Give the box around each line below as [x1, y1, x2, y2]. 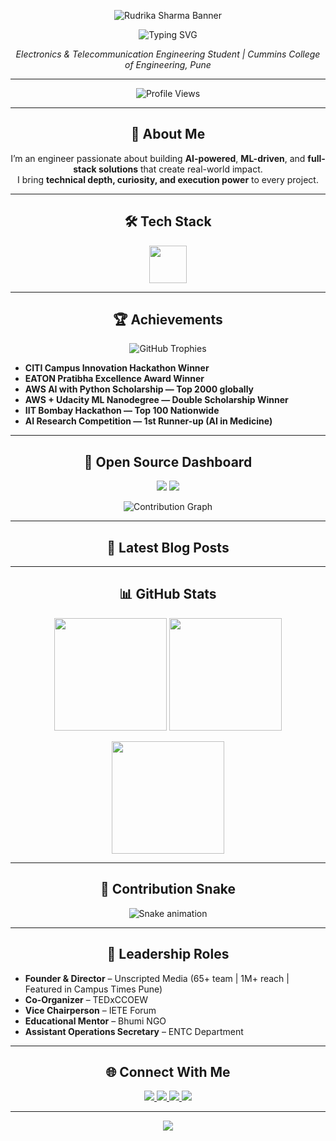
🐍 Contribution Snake [99, 881, 237, 898]
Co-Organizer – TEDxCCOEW [24, 993, 149, 1005]
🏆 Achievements [113, 311, 223, 329]
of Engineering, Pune [124, 59, 212, 70]
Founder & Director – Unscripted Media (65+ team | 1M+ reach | [24, 972, 290, 984]
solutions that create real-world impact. [98, 163, 263, 175]
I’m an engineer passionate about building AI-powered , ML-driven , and [10, 152, 306, 164]
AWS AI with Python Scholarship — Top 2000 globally [24, 383, 255, 395]
